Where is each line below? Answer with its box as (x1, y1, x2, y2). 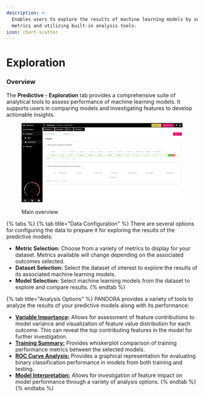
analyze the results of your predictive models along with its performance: (6, 302, 189, 309)
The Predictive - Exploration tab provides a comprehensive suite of (6, 91, 176, 98)
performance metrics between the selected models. (15, 345, 145, 353)
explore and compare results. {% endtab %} (15, 283, 126, 291)
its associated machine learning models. (15, 271, 117, 278)
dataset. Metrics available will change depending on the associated (15, 251, 184, 258)
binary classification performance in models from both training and (15, 359, 183, 366)
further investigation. (15, 333, 68, 340)
